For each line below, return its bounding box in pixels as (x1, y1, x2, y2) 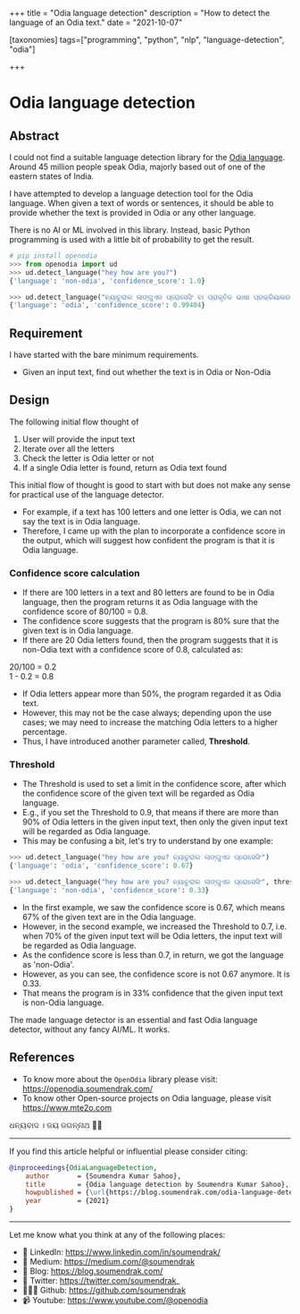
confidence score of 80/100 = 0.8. (21, 606, 149, 617)
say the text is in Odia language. (21, 516, 141, 526)
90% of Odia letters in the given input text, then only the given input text (21, 816, 288, 827)
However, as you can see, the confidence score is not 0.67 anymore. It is (21, 968, 290, 979)
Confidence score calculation (9, 567, 140, 579)
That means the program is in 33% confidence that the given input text (21, 987, 283, 998)
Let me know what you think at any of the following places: (9, 1230, 226, 1241)
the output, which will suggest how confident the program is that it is (21, 534, 275, 545)
